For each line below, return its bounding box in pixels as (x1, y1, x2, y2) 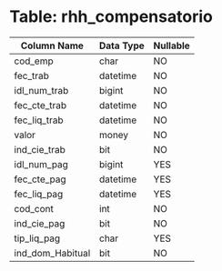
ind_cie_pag (14, 216, 66, 229)
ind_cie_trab (14, 143, 66, 156)
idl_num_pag (14, 157, 68, 170)
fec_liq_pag (14, 187, 64, 200)
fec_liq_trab (14, 114, 64, 126)
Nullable (153, 39, 191, 52)
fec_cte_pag (14, 173, 66, 186)
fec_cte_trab (14, 98, 67, 111)
